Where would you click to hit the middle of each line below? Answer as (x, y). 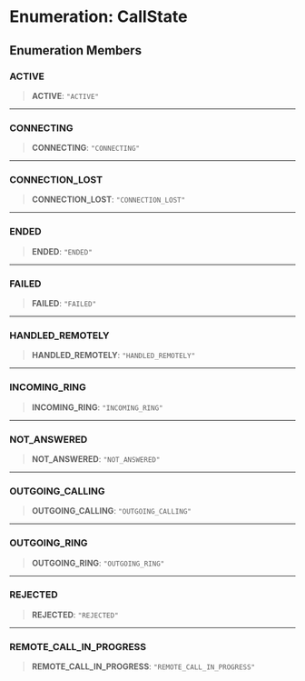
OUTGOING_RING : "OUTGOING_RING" (98, 563)
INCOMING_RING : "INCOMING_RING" (97, 407)
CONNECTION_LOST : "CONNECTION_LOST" (108, 200)
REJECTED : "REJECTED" (75, 615)
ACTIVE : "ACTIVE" (65, 95)
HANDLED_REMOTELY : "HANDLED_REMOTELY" (113, 356)
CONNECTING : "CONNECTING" (86, 148)
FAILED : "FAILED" (64, 304)
